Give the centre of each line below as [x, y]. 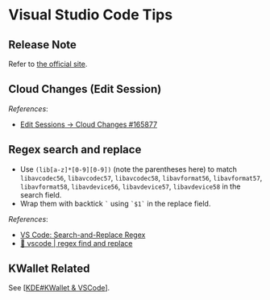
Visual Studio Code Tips [91, 15]
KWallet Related [49, 269]
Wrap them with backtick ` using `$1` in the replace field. [115, 203]
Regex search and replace [75, 150]
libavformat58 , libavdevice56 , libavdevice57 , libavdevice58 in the [130, 186]
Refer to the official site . [48, 64]
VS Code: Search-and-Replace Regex [83, 235]
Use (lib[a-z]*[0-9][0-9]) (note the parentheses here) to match [129, 169]
